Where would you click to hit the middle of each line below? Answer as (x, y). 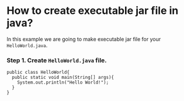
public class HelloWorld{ (38, 73)
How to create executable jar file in (93, 11)
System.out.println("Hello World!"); (63, 82)
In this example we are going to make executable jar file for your (84, 39)
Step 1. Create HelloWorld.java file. (57, 60)
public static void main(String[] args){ (63, 77)
